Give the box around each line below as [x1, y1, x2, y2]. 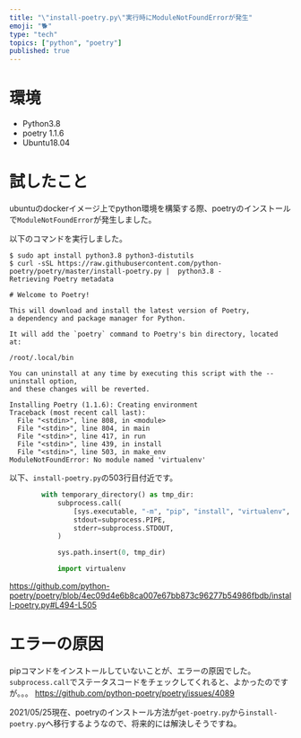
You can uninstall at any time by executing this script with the [9, 369, 262, 378]
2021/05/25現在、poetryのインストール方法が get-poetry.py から [9, 707, 246, 717]
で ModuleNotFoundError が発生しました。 [9, 215, 157, 224]
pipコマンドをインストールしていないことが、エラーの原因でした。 [9, 665, 256, 676]
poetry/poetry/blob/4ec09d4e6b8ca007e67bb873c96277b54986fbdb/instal [9, 590, 292, 601]
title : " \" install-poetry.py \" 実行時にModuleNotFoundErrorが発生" [9, 13, 254, 22]
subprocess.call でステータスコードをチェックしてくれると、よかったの [9, 676, 273, 687]
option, [48, 377, 78, 386]
